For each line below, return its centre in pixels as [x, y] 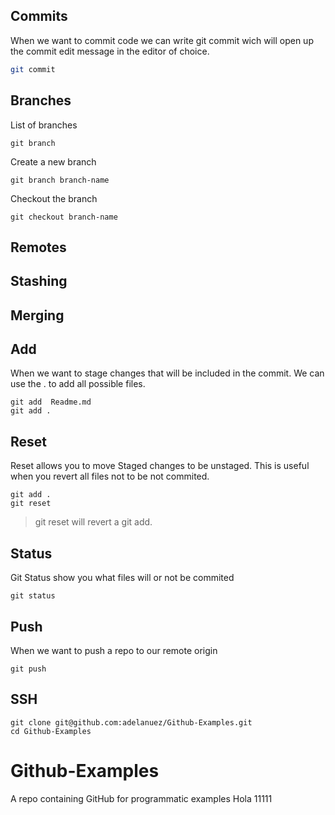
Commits [39, 16]
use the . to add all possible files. [78, 384]
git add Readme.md [51, 402]
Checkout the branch [54, 198]
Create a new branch [53, 161]
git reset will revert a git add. [93, 522]
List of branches [44, 125]
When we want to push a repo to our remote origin [114, 650]
